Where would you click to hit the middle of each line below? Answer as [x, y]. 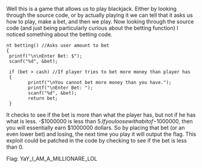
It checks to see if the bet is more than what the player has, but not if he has [101, 115]
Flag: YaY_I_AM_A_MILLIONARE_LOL [52, 159]
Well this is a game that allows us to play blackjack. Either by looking [92, 9]
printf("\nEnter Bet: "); [61, 88]
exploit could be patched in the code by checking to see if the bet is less [97, 141]
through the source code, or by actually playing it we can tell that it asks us [100, 15]
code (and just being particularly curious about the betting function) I [92, 28]
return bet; [43, 99]
